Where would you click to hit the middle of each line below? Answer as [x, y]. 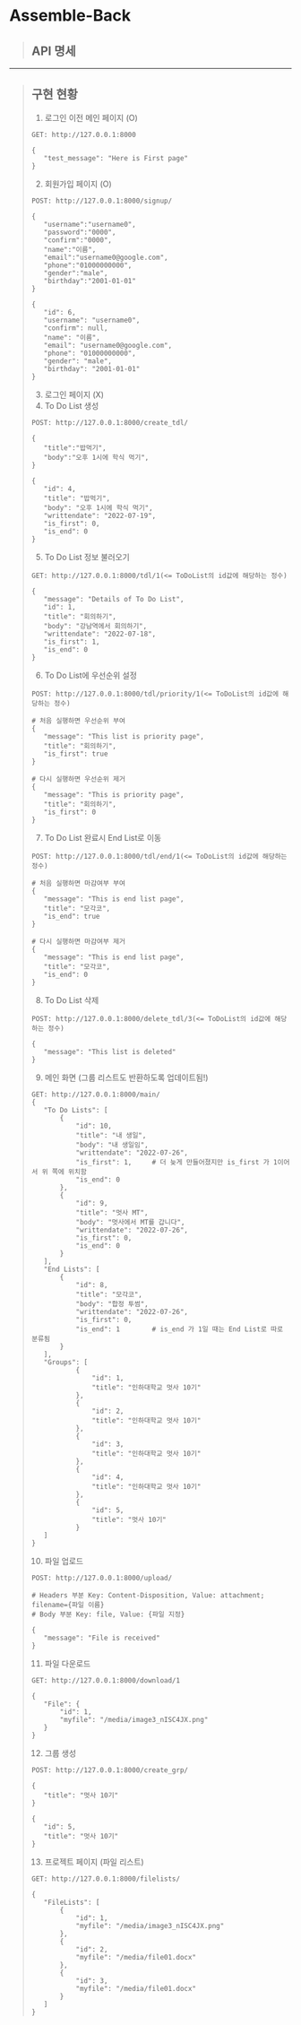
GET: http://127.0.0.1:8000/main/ [95, 1095]
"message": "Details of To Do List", [114, 599]
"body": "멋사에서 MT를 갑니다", [130, 1222]
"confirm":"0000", [77, 240]
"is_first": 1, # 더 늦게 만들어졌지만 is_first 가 [173, 1162]
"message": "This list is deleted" [110, 1051]
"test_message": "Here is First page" [116, 158]
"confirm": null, [76, 328]
